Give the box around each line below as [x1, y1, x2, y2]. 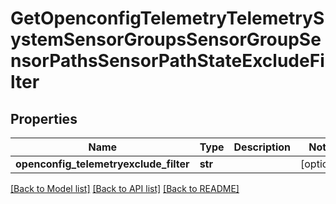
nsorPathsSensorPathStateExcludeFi [10, 50, 325, 72]
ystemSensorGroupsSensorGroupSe [10, 28, 322, 51]
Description [233, 140, 291, 154]
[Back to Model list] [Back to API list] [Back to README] [10, 183, 240, 194]
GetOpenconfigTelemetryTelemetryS [10, 7, 325, 30]
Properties [10, 110, 78, 127]
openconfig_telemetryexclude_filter [15, 157, 190, 171]
